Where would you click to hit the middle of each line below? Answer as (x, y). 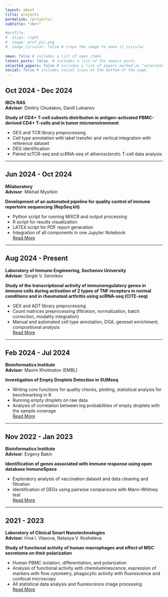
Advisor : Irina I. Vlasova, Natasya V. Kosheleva (53, 538)
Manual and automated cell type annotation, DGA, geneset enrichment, (85, 322)
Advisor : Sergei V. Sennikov (34, 276)
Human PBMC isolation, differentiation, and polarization (69, 563)
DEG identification (31, 148)
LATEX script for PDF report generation (53, 227)
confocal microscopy (34, 579)
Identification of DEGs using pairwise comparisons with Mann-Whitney (85, 490)
